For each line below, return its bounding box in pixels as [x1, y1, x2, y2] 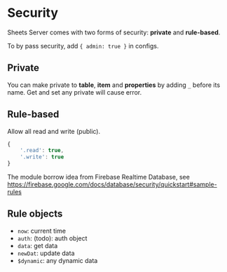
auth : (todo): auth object [17, 233, 88, 243]
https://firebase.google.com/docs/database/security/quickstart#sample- [7, 180, 217, 189]
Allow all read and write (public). [7, 127, 100, 135]
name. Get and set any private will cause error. [7, 88, 142, 96]
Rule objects [7, 208, 63, 220]
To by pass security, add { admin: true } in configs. [7, 41, 159, 50]
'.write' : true [20, 154, 64, 161]
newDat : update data [17, 249, 75, 257]
